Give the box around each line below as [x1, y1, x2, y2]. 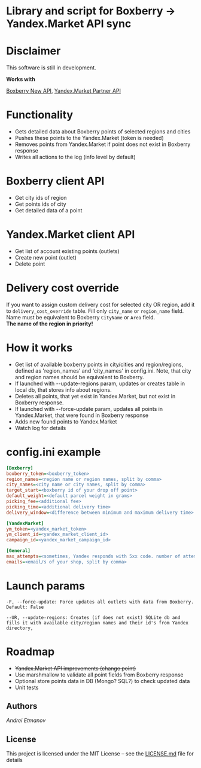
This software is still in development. [6, 64, 97, 71]
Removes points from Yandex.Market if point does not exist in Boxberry [14, 141, 191, 148]
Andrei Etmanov [6, 717, 46, 724]
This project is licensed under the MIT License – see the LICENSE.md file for [6, 750, 194, 757]
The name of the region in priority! [6, 320, 93, 327]
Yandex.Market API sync [6, 17, 132, 31]
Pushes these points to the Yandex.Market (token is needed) [14, 135, 165, 142]
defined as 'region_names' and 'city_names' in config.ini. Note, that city [14, 367, 191, 374]
